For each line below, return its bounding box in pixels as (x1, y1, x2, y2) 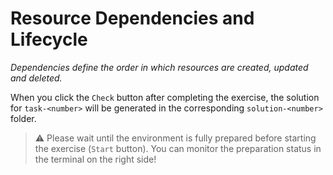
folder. (10, 112, 37, 124)
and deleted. (10, 72, 63, 84)
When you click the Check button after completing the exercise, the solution (10, 91, 320, 103)
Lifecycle (10, 28, 88, 51)
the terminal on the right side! (34, 153, 157, 165)
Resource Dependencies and (10, 7, 255, 30)
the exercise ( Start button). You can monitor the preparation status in (34, 142, 322, 154)
